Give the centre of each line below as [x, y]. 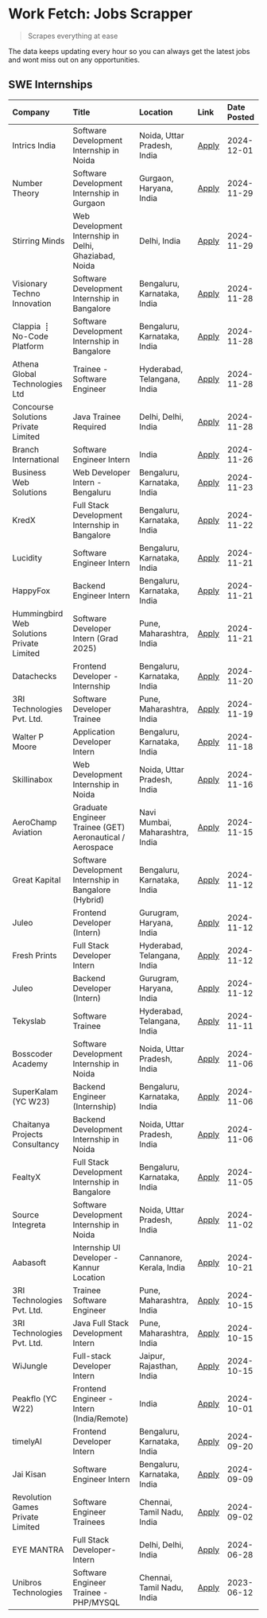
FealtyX [27, 1177]
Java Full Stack [101, 1323]
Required [90, 426]
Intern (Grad [95, 638]
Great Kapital [37, 879]
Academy [30, 1064]
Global [25, 374]
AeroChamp [35, 822]
